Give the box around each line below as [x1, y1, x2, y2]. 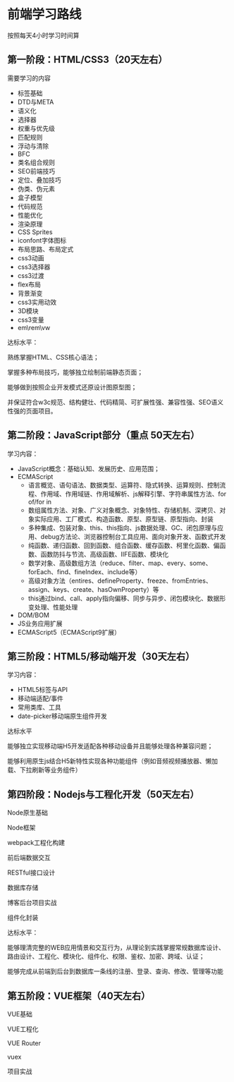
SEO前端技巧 [17, 166, 55, 175]
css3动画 [17, 253, 44, 262]
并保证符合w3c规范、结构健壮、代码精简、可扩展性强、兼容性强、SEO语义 [7, 398, 224, 406]
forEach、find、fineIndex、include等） [27, 567, 142, 576]
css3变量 [17, 315, 44, 324]
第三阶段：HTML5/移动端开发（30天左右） [7, 650, 195, 662]
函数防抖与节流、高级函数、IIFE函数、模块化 [40, 549, 169, 558]
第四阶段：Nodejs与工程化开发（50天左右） [7, 788, 199, 801]
